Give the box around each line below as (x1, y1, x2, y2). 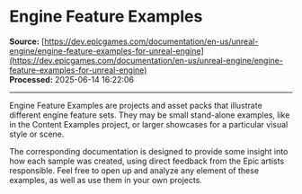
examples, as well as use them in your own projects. (9, 174, 202, 185)
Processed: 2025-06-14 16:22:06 (9, 74, 135, 84)
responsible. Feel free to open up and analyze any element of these (9, 164, 259, 176)
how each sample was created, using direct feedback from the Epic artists (9, 155, 285, 166)
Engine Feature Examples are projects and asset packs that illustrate (9, 100, 262, 110)
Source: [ (9, 36, 45, 47)
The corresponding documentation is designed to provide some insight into (9, 145, 289, 156)
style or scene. (9, 128, 65, 139)
